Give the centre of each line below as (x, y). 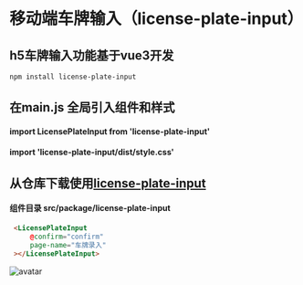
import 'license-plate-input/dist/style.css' (92, 153)
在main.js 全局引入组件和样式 (92, 107)
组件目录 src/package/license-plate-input (90, 208)
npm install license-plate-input (73, 77)
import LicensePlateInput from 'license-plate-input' (110, 131)
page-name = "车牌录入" (68, 245)
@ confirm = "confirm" (67, 237)
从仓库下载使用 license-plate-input (108, 183)
